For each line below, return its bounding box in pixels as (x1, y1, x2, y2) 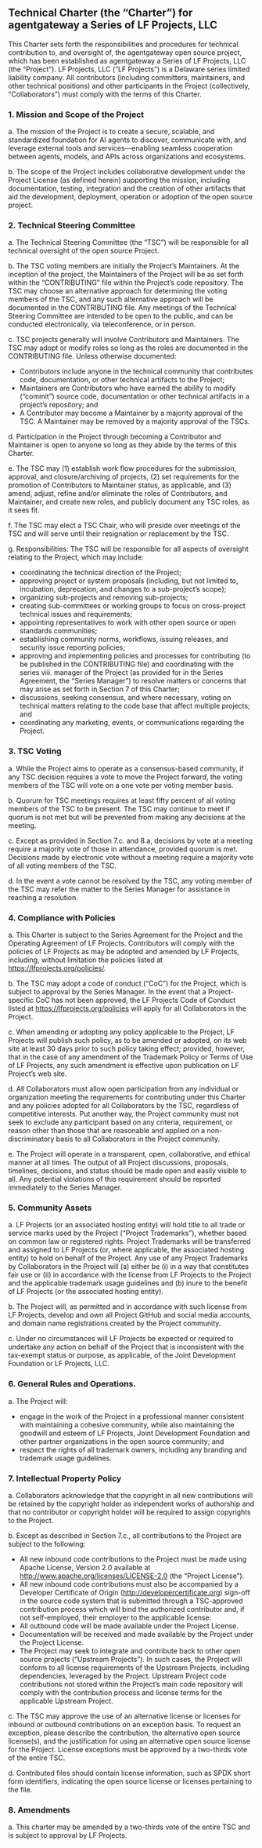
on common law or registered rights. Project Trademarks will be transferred (8, 1237, 251, 1246)
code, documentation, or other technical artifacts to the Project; (19, 375, 225, 385)
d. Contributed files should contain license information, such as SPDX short (8, 1768, 251, 1777)
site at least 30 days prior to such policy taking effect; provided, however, (8, 1044, 245, 1053)
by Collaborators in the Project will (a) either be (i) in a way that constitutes (8, 1262, 249, 1271)
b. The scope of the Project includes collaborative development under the (8, 167, 246, 177)
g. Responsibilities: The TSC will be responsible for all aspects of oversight (8, 545, 249, 554)
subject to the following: (8, 1539, 86, 1548)
